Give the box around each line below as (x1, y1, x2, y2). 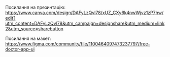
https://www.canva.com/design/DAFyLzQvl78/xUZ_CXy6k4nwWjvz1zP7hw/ (5, 10, 164, 16)
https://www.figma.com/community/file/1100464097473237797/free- (5, 41, 150, 47)
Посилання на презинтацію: (5, 5, 66, 10)
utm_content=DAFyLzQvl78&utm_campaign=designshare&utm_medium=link (5, 20, 165, 26)
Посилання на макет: (5, 35, 51, 41)
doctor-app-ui (5, 46, 35, 52)
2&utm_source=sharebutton (5, 26, 63, 32)
